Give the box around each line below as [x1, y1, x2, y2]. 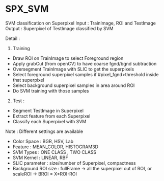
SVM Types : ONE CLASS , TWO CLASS [12, 149, 97, 155]
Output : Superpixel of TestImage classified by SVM [5, 25, 114, 31]
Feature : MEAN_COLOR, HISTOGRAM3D [12, 144, 98, 150]
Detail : [5, 35, 20, 41]
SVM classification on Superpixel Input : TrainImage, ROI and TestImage [5, 20, 156, 26]
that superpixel [12, 77, 44, 83]
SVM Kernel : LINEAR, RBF [12, 154, 68, 161]
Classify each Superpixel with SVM [12, 118, 87, 124]
